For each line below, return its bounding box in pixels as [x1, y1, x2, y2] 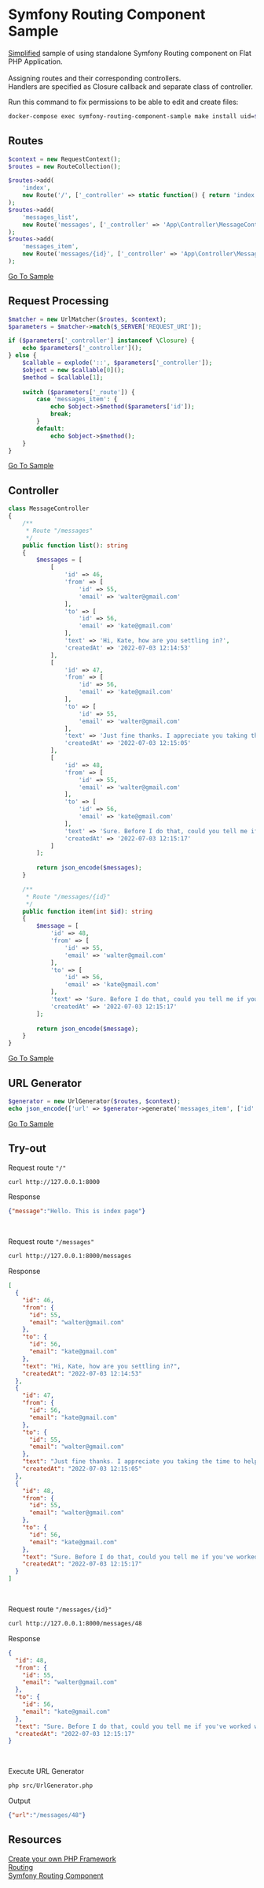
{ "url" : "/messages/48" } [8, 1812, 86, 1819]
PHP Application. [8, 57, 63, 66]
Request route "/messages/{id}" [8, 1604, 112, 1614]
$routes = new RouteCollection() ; [8, 162, 122, 170]
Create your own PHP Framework [8, 1854, 116, 1864]
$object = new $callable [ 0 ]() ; [22, 366, 125, 374]
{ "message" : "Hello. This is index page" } [8, 1208, 146, 1216]
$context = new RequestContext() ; [8, 155, 122, 163]
